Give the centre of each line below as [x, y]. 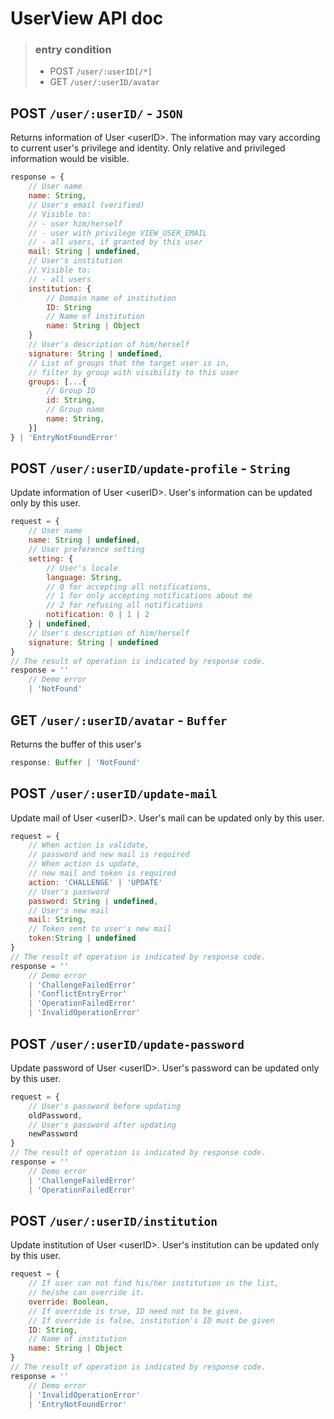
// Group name [75, 410]
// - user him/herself [75, 223]
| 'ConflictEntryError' [78, 994]
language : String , [84, 577]
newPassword [53, 1134]
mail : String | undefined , [84, 252]
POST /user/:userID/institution [114, 1220]
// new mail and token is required [102, 873]
